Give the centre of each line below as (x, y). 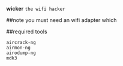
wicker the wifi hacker (36, 9)
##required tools (27, 32)
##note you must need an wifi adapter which (61, 20)
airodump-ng (21, 53)
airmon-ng (19, 48)
